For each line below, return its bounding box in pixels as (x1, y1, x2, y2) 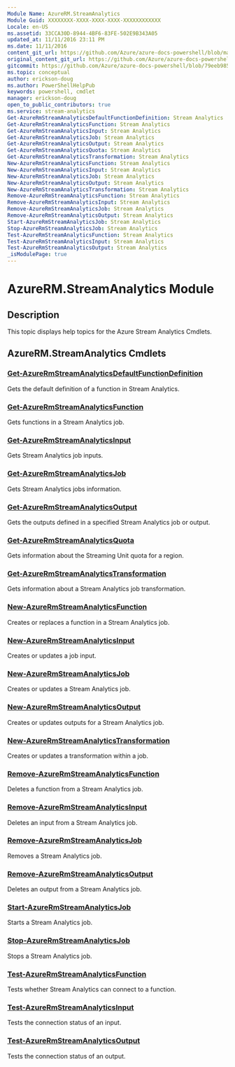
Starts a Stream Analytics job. (7, 918, 93, 927)
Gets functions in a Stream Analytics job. (7, 418, 124, 426)
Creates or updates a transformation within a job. (7, 751, 149, 760)
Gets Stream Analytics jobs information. (7, 484, 122, 493)
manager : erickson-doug (7, 95, 77, 102)
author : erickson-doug (7, 75, 73, 83)
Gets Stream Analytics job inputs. (7, 451, 104, 460)
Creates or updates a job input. (7, 651, 97, 660)
